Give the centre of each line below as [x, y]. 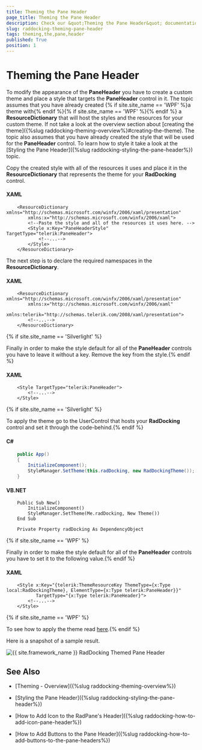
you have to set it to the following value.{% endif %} [71, 559]
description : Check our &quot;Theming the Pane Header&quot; [84, 23]
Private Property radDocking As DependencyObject [81, 529]
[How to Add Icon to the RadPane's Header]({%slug [79, 716]
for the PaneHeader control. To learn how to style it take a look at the [92, 143]
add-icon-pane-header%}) [48, 722]
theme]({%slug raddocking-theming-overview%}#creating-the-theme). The [100, 130]
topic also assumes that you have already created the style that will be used [100, 137]
